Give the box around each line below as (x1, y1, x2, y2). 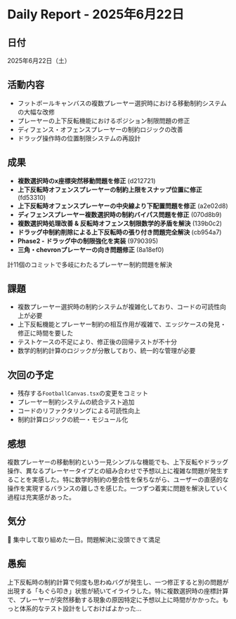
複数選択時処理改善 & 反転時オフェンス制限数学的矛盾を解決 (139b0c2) (17, 219, 223, 227)
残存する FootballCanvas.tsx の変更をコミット (17, 389, 149, 397)
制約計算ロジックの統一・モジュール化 (17, 415, 129, 424)
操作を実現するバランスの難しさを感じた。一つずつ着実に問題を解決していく (7, 484, 229, 493)
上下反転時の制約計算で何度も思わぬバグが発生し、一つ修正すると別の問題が (7, 578, 229, 586)
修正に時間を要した (17, 329, 74, 338)
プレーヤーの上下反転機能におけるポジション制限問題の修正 (17, 117, 190, 125)
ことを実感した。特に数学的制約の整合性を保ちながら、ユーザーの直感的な (13, 475, 229, 484)
